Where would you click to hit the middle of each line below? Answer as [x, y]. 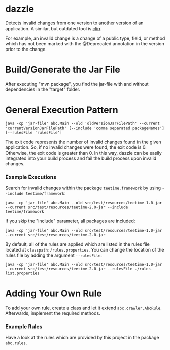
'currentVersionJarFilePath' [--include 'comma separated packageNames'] [85, 128]
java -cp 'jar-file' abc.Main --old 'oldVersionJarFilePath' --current [82, 123]
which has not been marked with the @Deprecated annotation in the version [85, 43]
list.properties [22, 273]
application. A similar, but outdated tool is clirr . [54, 28]
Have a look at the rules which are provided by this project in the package [82, 338]
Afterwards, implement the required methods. [53, 313]
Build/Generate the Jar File [63, 70]
